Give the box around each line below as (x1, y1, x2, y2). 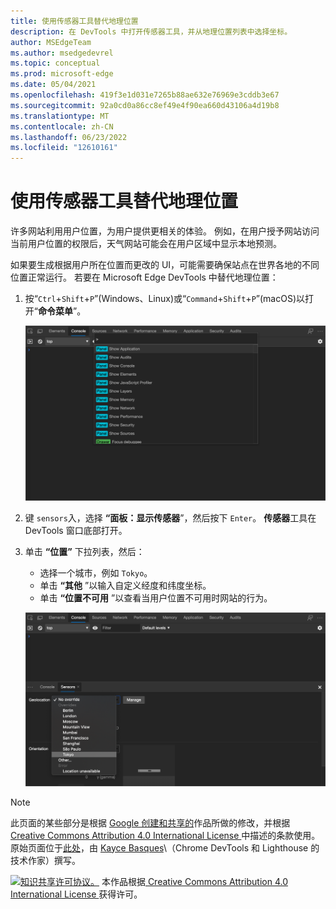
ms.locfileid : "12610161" (10, 143, 118, 153)
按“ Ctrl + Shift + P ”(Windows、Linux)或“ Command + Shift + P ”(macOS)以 (24, 293, 305, 305)
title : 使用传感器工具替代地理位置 (10, 16, 139, 26)
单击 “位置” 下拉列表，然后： (24, 545, 145, 557)
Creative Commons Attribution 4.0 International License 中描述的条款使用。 (10, 829, 321, 841)
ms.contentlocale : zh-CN (10, 121, 114, 132)
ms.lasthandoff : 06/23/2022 (10, 132, 128, 142)
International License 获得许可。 (10, 888, 143, 900)
